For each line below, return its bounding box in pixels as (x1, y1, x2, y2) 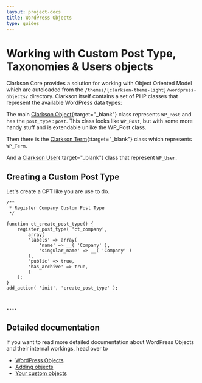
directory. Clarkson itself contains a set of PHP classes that (29, 93, 178, 100)
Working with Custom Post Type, (6, 46, 176, 60)
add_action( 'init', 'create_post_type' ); (6, 285, 119, 292)
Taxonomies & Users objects (6, 59, 153, 73)
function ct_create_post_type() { (6, 221, 94, 227)
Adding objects (15, 363, 54, 371)
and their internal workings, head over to (6, 345, 108, 353)
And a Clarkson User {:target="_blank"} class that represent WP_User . (6, 154, 178, 162)
